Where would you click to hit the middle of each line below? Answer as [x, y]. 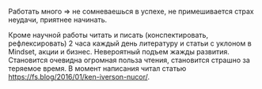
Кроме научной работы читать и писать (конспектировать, [108, 35]
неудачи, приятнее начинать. [58, 20]
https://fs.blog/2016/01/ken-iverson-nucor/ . [79, 77]
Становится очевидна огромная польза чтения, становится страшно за [129, 60]
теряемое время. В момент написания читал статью [97, 69]
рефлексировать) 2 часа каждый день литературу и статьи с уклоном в [130, 43]
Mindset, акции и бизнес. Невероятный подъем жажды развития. [119, 52]
